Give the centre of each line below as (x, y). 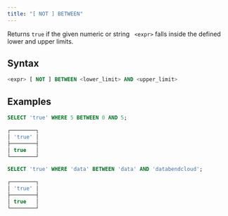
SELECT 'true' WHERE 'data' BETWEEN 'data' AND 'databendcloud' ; (105, 170)
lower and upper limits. (40, 41)
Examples (29, 102)
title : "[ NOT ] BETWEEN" (45, 14)
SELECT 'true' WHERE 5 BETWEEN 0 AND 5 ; (68, 118)
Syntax (23, 64)
